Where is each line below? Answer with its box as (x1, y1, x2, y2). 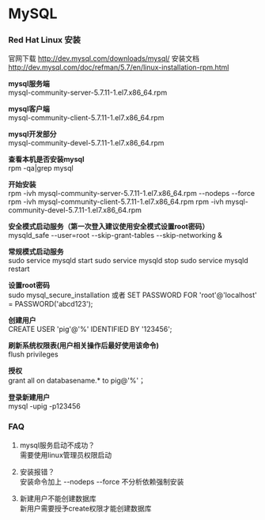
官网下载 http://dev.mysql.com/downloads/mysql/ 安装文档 (8, 54, 200, 63)
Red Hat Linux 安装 (8, 35, 81, 46)
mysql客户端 (8, 104, 50, 114)
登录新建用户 (8, 393, 50, 402)
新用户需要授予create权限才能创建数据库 (19, 503, 152, 513)
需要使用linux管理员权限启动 (19, 450, 112, 459)
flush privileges (8, 349, 59, 360)
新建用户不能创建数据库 (19, 493, 97, 503)
